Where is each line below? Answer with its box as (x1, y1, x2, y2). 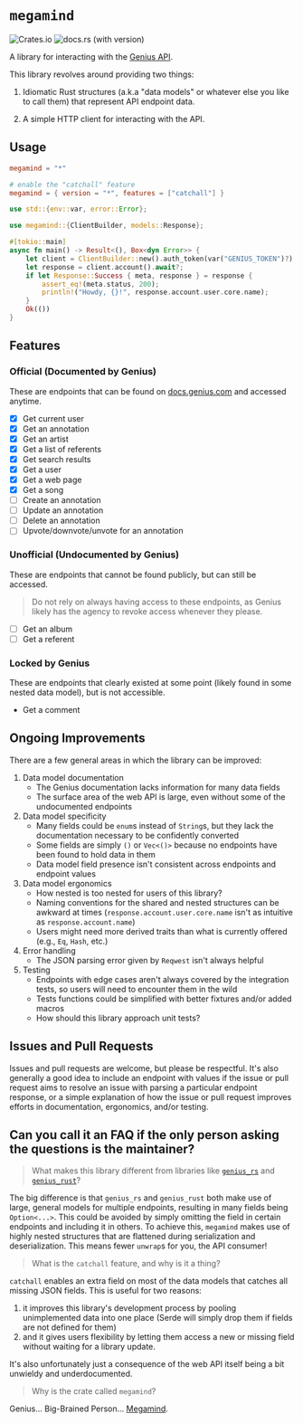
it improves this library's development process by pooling (22, 1303, 237, 1314)
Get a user (22, 464, 62, 475)
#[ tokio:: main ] (9, 238, 67, 247)
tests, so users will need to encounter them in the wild (35, 983, 238, 994)
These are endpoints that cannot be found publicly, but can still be (9, 569, 257, 580)
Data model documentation (22, 772, 125, 783)
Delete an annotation (22, 515, 101, 527)
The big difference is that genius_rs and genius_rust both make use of (9, 1192, 272, 1203)
